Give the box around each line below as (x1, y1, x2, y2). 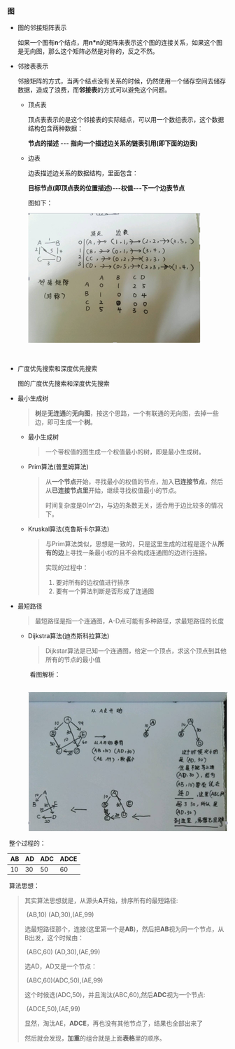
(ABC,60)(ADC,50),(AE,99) (26, 976, 104, 984)
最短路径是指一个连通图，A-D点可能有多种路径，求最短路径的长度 (34, 617, 225, 625)
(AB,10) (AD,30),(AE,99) (26, 910, 94, 919)
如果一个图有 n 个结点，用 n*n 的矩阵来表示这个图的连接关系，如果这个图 (17, 39, 222, 47)
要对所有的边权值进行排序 (55, 578, 130, 587)
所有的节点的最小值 (45, 656, 101, 664)
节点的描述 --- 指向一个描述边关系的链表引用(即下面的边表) (27, 139, 198, 148)
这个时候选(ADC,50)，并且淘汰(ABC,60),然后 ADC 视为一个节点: (24, 991, 206, 999)
